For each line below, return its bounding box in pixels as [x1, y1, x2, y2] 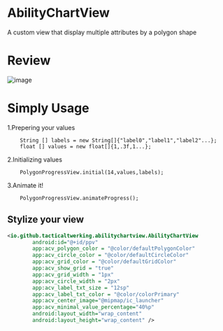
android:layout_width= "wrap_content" [32, 310, 142, 318]
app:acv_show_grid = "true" [32, 265, 114, 272]
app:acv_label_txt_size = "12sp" [32, 284, 130, 291]
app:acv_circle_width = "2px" [32, 278, 120, 285]
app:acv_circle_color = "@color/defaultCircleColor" [32, 252, 189, 259]
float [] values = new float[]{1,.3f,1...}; [20, 143, 152, 150]
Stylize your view [7, 213, 85, 225]
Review [7, 52, 51, 69]
